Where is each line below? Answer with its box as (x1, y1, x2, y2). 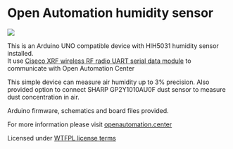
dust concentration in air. (7, 93, 80, 101)
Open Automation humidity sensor (7, 5, 213, 21)
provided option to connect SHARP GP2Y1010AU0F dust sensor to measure (7, 85, 227, 93)
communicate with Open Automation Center (7, 64, 135, 72)
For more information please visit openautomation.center (7, 120, 172, 129)
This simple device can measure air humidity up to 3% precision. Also (7, 78, 210, 86)
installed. (7, 49, 34, 57)
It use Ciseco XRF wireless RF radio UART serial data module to (7, 56, 191, 65)
